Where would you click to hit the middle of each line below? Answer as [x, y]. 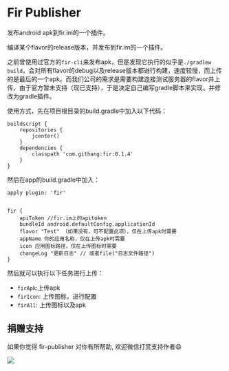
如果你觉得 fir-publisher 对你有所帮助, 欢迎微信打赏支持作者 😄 [95, 346]
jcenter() [46, 136]
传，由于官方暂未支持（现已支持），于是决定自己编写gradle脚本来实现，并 [111, 87]
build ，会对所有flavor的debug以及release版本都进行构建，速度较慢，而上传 [115, 70]
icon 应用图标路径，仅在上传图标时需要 [68, 246]
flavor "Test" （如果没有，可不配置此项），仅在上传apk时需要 [98, 231]
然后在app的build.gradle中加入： [54, 180]
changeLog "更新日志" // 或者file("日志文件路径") [87, 253]
